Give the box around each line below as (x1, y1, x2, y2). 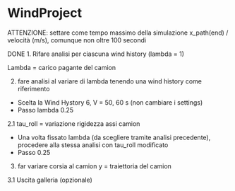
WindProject (7, 5, 83, 21)
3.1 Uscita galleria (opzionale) (7, 175, 93, 184)
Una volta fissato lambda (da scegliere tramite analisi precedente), (17, 133, 211, 141)
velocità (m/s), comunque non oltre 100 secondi (7, 35, 147, 44)
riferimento (17, 84, 50, 93)
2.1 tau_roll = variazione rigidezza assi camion (7, 119, 140, 128)
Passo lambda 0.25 (17, 105, 74, 114)
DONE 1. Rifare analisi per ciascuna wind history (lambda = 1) (7, 50, 185, 58)
